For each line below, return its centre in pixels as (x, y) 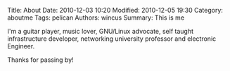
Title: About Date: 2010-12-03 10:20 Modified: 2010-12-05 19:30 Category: (115, 10)
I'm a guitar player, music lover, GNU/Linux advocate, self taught (101, 31)
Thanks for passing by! (40, 60)
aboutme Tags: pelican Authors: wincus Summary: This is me (96, 18)
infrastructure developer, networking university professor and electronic (112, 39)
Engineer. (21, 46)
